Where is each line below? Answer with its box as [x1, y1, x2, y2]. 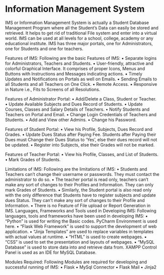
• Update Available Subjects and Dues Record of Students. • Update [5, 101, 143, 107]
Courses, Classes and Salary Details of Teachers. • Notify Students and [5, 106, 150, 112]
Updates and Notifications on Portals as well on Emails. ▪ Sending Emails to [5, 76, 158, 82]
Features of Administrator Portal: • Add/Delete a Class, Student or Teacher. [5, 96, 157, 101]
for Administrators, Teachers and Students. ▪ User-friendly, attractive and [5, 60, 154, 66]
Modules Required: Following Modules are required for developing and [5, 259, 147, 265]
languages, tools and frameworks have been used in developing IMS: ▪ [5, 213, 148, 219]
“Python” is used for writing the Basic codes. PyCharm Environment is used [5, 218, 158, 224]
